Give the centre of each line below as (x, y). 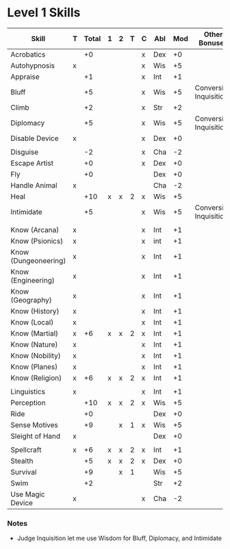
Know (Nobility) (36, 355)
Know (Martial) (35, 333)
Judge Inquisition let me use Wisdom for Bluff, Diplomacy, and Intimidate (119, 538)
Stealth (22, 461)
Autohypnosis (33, 65)
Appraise (25, 77)
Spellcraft (26, 450)
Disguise (25, 152)
